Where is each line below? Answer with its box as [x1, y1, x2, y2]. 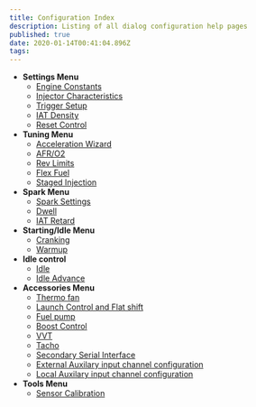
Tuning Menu [22, 129, 74, 140]
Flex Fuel [35, 168, 70, 179]
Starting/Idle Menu [22, 225, 96, 236]
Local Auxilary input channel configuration [35, 369, 194, 380]
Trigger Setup [35, 100, 87, 111]
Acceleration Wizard [35, 139, 113, 150]
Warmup [35, 245, 69, 255]
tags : [9, 47, 30, 56]
